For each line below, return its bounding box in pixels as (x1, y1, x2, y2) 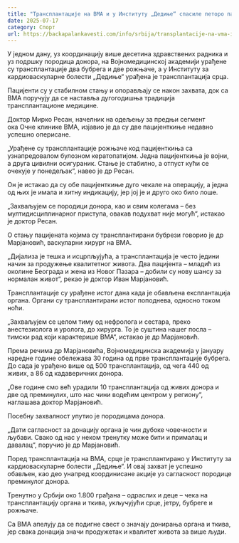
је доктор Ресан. (7, 217, 58, 226)
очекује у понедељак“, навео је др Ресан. (7, 167, 134, 175)
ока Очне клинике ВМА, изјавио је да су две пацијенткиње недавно (7, 122, 213, 132)
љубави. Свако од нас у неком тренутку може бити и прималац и (7, 433, 208, 442)
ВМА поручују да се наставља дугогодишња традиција (7, 94, 176, 102)
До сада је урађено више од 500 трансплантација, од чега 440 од (7, 362, 209, 370)
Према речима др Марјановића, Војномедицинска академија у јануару (7, 347, 224, 355)
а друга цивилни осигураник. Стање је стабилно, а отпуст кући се (7, 159, 209, 168)
